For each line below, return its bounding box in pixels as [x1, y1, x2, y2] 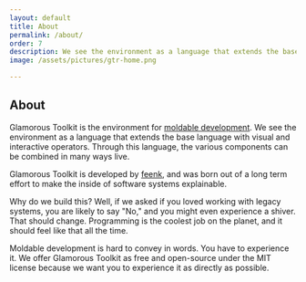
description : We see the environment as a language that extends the [9, 47, 280, 57]
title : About [9, 22, 59, 31]
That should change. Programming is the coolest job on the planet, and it [9, 215, 283, 226]
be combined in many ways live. [9, 151, 130, 162]
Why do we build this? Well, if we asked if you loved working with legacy [9, 195, 281, 206]
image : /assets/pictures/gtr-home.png [9, 56, 157, 65]
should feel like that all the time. [9, 225, 129, 235]
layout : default [9, 13, 71, 23]
